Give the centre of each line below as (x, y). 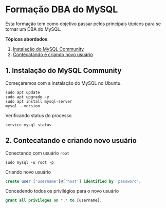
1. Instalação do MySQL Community (63, 71)
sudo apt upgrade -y (27, 97)
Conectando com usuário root (37, 153)
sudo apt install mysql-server (39, 101)
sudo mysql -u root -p (30, 162)
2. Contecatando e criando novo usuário (71, 140)
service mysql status (29, 125)
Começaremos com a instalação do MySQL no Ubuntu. (63, 83)
